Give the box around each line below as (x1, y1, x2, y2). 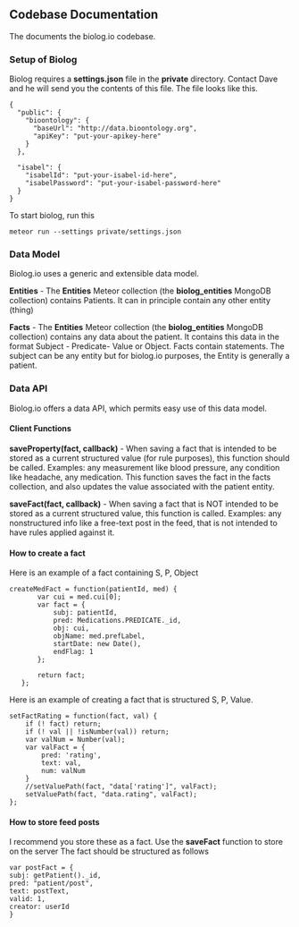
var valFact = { (25, 743, 87, 753)
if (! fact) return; (25, 719, 102, 728)
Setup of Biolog (9, 53, 78, 65)
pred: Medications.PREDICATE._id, (53, 617, 181, 625)
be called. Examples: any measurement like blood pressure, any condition (9, 462, 280, 472)
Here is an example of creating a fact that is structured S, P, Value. (9, 694, 253, 705)
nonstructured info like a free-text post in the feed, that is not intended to (9, 517, 278, 528)
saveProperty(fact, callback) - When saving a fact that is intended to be (9, 443, 277, 454)
